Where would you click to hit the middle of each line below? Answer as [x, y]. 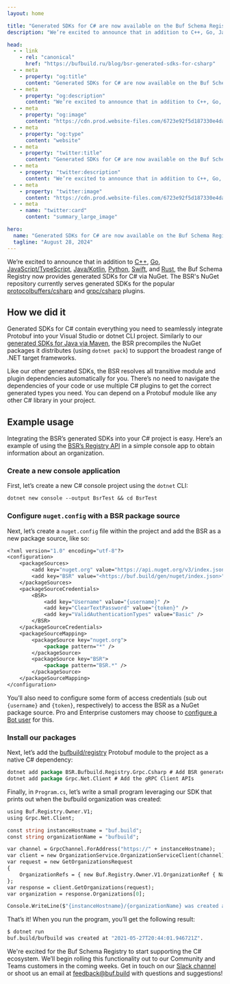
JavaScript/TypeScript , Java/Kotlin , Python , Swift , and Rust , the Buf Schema [115, 269]
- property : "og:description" [63, 96]
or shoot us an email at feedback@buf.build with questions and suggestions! [115, 973]
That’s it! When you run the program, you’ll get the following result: [101, 919]
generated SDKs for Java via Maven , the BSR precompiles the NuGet [104, 343]
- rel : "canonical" [47, 58]
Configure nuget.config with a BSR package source [93, 516]
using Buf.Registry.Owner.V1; [50, 811]
